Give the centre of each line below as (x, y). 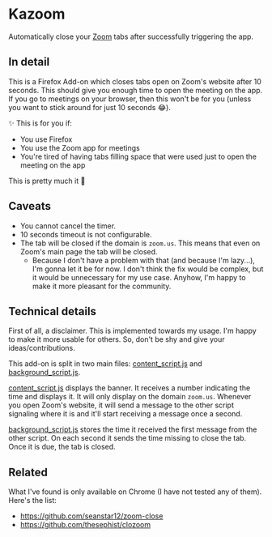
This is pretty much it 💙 (47, 181)
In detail (29, 62)
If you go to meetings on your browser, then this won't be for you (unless (130, 99)
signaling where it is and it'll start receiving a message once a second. (125, 414)
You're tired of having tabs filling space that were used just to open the (138, 156)
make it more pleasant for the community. (102, 286)
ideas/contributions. (42, 348)
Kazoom (37, 14)
